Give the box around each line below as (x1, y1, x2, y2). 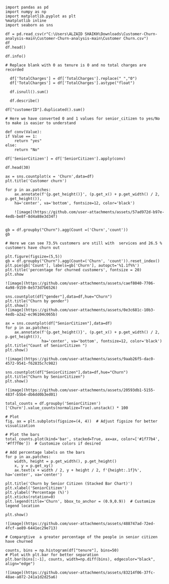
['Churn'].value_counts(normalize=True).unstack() (5, 405, 115, 411)
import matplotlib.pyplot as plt (5, 14, 76, 19)
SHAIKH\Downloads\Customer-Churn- (84, 32, 158, 37)
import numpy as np (5, 9, 47, 14)
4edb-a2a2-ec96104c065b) (5, 312, 58, 317)
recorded (5, 67, 24, 72)
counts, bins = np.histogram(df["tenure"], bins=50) (5, 548, 119, 553)
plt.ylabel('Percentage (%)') (5, 490, 70, 495)
